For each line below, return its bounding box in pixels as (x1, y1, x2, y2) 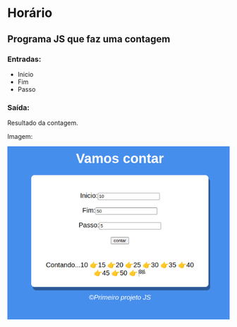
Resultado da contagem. (7, 118, 79, 128)
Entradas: (7, 54, 42, 64)
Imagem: (7, 132, 33, 141)
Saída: (7, 102, 30, 112)
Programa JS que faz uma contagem (7, 33, 171, 45)
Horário (7, 5, 53, 21)
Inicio (17, 70, 34, 78)
